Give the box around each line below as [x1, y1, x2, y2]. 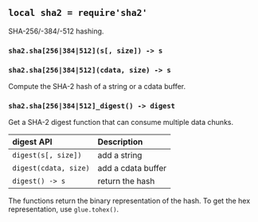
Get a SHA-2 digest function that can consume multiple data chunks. [8, 118, 233, 127]
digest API [12, 136, 53, 147]
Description [97, 136, 143, 147]
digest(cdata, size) [12, 164, 90, 173]
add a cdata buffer [97, 163, 167, 174]
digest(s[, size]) [12, 151, 82, 160]
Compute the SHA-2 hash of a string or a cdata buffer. [8, 82, 186, 92]
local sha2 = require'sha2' [8, 7, 148, 19]
